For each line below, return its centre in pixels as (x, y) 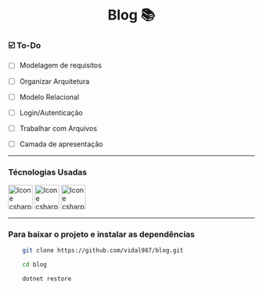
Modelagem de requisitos (60, 65)
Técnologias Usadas (48, 172)
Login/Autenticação (51, 112)
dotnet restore (47, 279)
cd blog (34, 265)
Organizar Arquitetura (54, 81)
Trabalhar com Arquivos (58, 128)
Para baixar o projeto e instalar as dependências (102, 234)
